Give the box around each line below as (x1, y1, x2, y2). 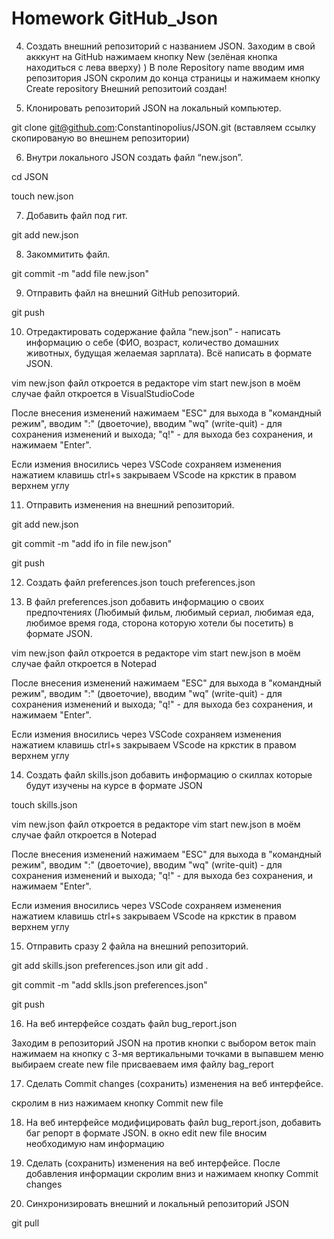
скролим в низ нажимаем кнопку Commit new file (11, 1097, 224, 1109)
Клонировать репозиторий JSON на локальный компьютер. (25, 102, 282, 114)
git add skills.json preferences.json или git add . (11, 959, 209, 971)
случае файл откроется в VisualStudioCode (11, 387, 195, 399)
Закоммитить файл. (25, 248, 111, 260)
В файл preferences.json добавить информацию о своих (25, 595, 265, 607)
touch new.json (11, 190, 74, 202)
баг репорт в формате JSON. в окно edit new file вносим (25, 1127, 268, 1139)
